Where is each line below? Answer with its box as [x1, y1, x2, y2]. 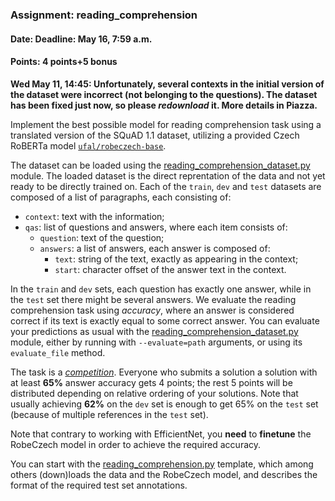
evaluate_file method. [10, 346, 106, 358]
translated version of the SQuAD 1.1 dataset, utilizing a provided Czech [10, 129, 300, 141]
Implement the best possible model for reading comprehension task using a [10, 118, 322, 130]
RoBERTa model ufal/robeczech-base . [10, 139, 167, 152]
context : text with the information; [24, 210, 165, 222]
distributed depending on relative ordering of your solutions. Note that [10, 387, 299, 399]
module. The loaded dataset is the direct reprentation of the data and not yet [10, 169, 326, 182]
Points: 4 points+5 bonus [10, 56, 118, 68]
